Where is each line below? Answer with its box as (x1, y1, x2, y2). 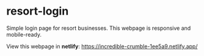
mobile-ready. (6, 30, 42, 38)
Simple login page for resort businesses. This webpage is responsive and (6, 24, 191, 32)
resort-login (6, 4, 69, 18)
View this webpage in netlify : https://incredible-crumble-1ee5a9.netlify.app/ (6, 43, 198, 50)
